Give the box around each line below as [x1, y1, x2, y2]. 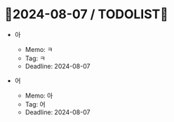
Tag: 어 [25, 100, 46, 108]
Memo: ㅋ [25, 45, 53, 53]
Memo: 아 [25, 91, 53, 100]
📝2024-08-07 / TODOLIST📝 [4, 6, 169, 22]
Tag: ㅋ [25, 54, 46, 62]
